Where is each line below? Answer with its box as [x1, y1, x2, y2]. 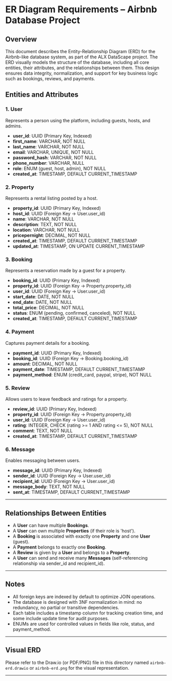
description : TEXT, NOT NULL [12, 221, 77, 227]
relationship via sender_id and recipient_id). [12, 560, 105, 566]
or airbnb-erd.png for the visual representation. [29, 665, 130, 671]
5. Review [5, 384, 30, 391]
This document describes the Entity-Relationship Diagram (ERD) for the [5, 49, 156, 54]
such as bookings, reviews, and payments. [5, 76, 96, 81]
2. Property [5, 183, 34, 190]
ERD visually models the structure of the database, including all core [5, 59, 149, 65]
